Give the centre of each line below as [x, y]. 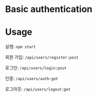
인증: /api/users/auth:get [32, 78]
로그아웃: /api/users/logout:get [38, 89]
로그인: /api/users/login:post [36, 68]
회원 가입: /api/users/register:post [42, 57]
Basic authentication [49, 9]
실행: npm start [21, 46]
